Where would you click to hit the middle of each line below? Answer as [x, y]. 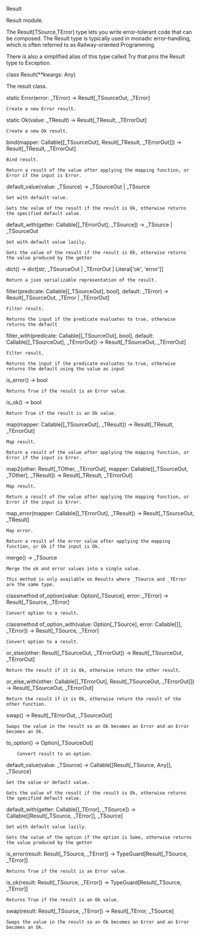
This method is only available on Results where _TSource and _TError [96, 579]
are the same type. [31, 585]
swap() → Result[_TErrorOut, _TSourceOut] [59, 715]
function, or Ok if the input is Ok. [53, 547]
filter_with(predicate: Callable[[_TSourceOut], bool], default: [80, 336]
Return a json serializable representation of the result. [82, 280]
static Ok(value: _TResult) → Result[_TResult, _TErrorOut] [77, 120]
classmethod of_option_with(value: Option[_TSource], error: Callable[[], [94, 624]
